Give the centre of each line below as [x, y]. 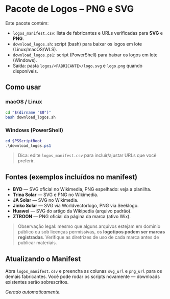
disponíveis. [25, 71]
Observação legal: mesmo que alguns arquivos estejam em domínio [89, 226]
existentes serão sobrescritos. [37, 282]
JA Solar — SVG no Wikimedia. [45, 200]
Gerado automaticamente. [33, 292]
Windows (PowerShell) [34, 130]
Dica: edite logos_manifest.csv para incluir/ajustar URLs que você [87, 155]
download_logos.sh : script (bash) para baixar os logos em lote [77, 44]
